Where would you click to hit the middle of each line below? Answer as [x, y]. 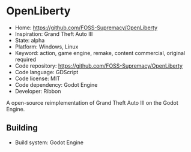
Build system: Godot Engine [49, 142]
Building [22, 128]
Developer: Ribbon [38, 91]
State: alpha [30, 40]
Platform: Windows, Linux [47, 47]
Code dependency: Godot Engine [56, 84]
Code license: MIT [38, 78]
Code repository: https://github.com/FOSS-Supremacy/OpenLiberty [99, 66]
